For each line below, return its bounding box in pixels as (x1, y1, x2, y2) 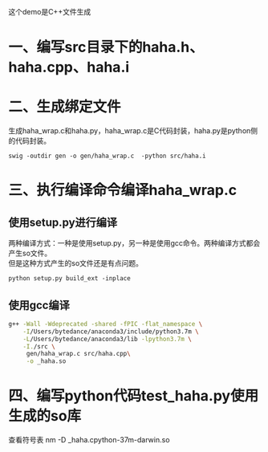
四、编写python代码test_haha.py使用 (8, 387, 259, 405)
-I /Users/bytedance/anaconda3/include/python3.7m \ (22, 328, 199, 336)
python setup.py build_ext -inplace (8, 275, 131, 283)
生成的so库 (8, 407, 82, 426)
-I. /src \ (22, 342, 56, 351)
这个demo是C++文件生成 (8, 7, 91, 16)
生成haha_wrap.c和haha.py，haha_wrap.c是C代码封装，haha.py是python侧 (8, 126, 258, 136)
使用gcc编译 (8, 298, 70, 312)
